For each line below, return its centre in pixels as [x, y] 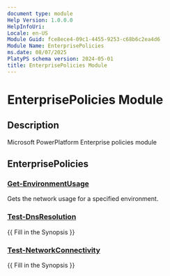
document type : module [40, 14]
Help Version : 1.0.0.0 [40, 20]
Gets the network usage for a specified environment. [83, 199]
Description [33, 125]
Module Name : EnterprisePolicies [56, 46]
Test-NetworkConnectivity [54, 250]
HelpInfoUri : [26, 26]
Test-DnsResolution [42, 217]
